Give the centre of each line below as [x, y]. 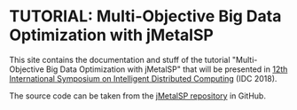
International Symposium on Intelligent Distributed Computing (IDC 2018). [143, 78]
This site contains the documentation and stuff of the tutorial [120, 59]
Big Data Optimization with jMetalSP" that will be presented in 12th [167, 69]
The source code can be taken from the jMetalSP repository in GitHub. [137, 96]
